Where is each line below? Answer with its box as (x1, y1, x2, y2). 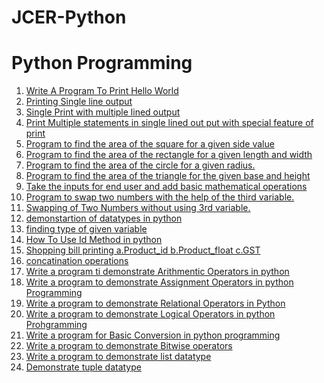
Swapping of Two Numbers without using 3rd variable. (25, 202, 251, 214)
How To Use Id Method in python (25, 234, 163, 246)
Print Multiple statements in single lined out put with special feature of (25, 117, 314, 129)
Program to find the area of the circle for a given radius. (25, 159, 256, 171)
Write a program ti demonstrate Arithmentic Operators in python (25, 266, 290, 278)
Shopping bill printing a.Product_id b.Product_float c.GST (25, 244, 261, 256)
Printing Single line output (25, 96, 133, 108)
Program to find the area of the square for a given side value (25, 138, 275, 150)
